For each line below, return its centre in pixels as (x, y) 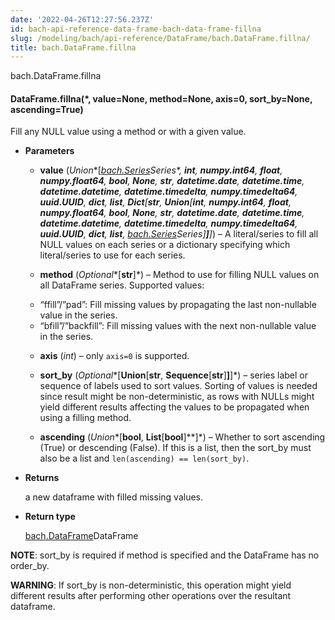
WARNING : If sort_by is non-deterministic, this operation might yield (151, 585)
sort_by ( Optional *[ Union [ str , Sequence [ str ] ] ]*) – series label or (173, 375)
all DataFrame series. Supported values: (122, 285)
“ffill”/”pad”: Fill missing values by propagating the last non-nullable (178, 305)
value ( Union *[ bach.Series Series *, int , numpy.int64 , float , (161, 170)
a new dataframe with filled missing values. (113, 497)
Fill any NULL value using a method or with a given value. (128, 132)
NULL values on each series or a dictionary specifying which (165, 245)
